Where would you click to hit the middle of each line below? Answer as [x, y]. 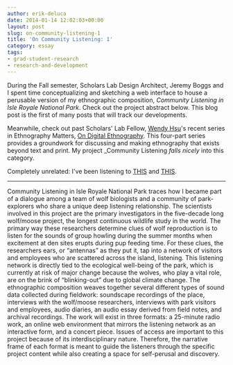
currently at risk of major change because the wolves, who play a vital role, [114, 273]
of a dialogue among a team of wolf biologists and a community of [102, 198]
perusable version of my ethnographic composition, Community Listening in [115, 100]
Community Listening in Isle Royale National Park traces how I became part [114, 191]
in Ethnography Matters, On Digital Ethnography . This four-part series [106, 136]
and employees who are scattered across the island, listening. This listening [115, 257]
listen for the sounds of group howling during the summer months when [110, 235]
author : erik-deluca [37, 14]
